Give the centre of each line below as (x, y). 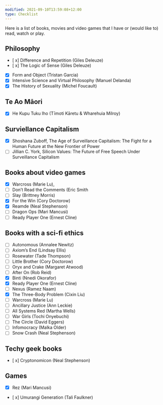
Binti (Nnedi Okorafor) (34, 278)
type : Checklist (21, 14)
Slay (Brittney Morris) (33, 195)
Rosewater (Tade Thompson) (41, 256)
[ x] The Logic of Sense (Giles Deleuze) (52, 65)
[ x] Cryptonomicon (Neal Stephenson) (51, 361)
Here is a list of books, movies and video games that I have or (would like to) (82, 28)
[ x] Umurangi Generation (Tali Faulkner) (53, 397)
